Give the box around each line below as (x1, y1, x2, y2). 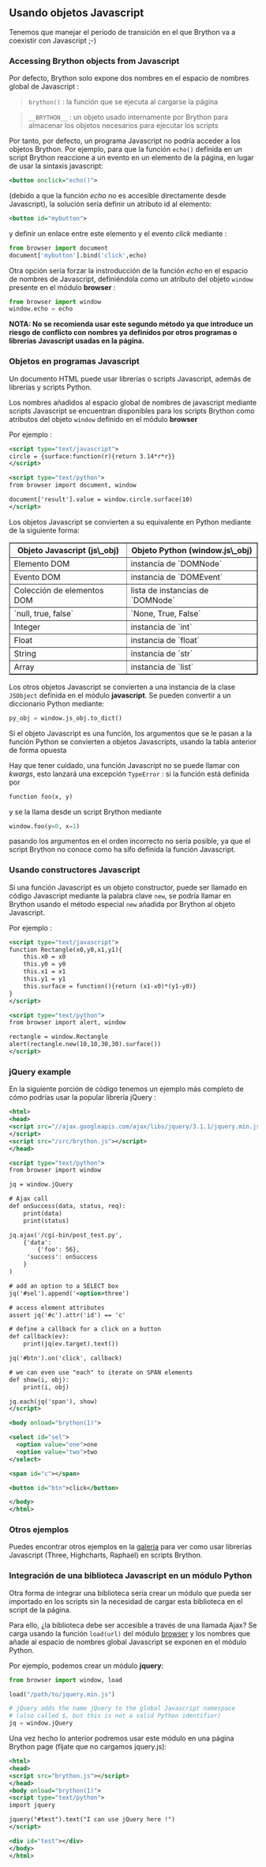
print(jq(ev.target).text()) (23, 1340, 119, 1348)
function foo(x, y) (9, 792, 73, 800)
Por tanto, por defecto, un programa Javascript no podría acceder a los (9, 136, 242, 145)
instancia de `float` (130, 634, 200, 646)
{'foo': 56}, (37, 1246, 81, 1254)
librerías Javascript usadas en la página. (9, 336, 144, 346)
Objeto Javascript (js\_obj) (17, 544, 119, 555)
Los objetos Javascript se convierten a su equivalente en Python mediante (9, 517, 252, 526)
